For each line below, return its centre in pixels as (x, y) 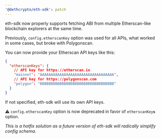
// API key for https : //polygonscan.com (55, 79)
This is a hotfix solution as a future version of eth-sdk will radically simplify (80, 126)
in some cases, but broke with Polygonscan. (49, 43)
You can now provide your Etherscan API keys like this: (60, 52)
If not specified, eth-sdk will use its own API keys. (55, 102)
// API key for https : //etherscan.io (52, 70)
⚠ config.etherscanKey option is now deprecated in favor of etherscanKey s (80, 111)
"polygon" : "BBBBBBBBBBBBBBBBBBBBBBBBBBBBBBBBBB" (65, 84)
